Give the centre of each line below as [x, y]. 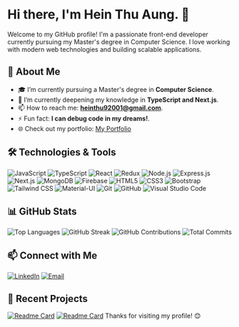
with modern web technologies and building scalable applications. [105, 49]
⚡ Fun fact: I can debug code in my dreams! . [83, 118]
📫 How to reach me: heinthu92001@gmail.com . [90, 108]
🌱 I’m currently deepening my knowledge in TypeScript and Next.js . [118, 100]
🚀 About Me [34, 72]
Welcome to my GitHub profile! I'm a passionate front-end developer [108, 34]
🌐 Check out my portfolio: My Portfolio [75, 128]
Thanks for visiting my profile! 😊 [153, 316]
